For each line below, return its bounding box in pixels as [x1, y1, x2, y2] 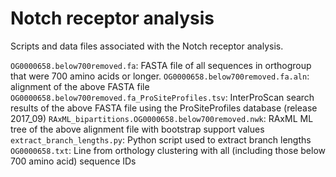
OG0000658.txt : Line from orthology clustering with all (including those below [10, 144, 326, 156]
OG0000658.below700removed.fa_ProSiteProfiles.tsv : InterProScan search [10, 91, 315, 103]
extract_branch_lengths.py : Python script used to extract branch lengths [10, 133, 312, 146]
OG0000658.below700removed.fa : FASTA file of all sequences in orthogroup [10, 59, 312, 71]
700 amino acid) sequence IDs [10, 155, 137, 167]
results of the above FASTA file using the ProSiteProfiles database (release [10, 102, 318, 114]
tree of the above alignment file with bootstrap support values [10, 123, 265, 135]
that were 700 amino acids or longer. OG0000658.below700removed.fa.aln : [10, 70, 310, 82]
